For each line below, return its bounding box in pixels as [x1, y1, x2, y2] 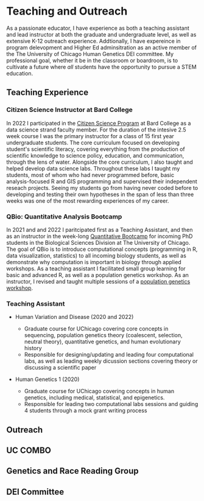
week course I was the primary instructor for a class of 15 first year [6, 132, 175, 139]
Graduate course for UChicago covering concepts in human [24, 388, 175, 395]
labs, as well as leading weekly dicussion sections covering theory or [24, 357, 198, 365]
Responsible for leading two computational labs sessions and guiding [24, 401, 199, 408]
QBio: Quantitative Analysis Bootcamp [6, 212, 122, 220]
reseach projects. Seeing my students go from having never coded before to [6, 184, 199, 191]
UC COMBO [6, 446, 52, 455]
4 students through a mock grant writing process [24, 407, 147, 415]
